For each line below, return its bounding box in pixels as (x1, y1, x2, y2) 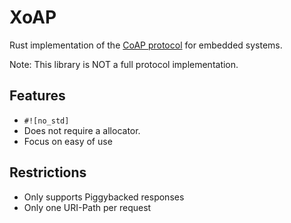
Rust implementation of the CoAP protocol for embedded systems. (9, 39, 283, 51)
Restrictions (9, 164, 87, 181)
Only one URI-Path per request (23, 201, 152, 213)
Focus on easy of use (23, 135, 113, 147)
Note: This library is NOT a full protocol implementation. (9, 58, 239, 70)
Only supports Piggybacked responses (23, 191, 185, 203)
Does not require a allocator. (23, 124, 141, 136)
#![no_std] (23, 116, 70, 126)
